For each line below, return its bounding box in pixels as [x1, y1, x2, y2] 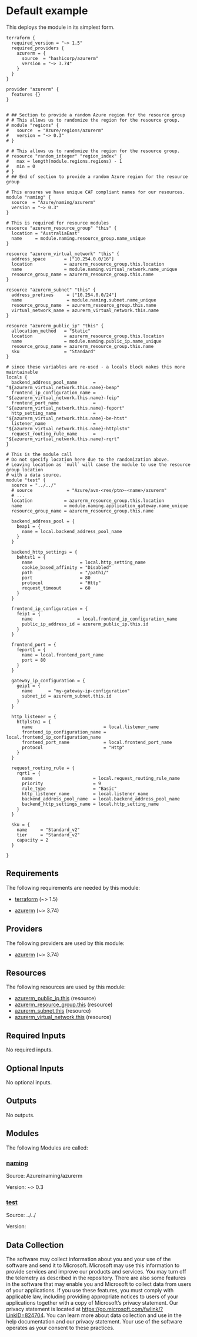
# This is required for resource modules [6, 220, 109, 226]
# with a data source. [6, 472, 62, 478]
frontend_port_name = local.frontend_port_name [21, 739, 172, 745]
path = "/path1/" [21, 569, 109, 575]
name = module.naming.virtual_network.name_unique [11, 266, 178, 272]
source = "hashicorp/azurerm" [21, 55, 99, 61]
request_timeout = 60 [21, 585, 91, 591]
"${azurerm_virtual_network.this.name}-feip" [6, 395, 119, 401]
